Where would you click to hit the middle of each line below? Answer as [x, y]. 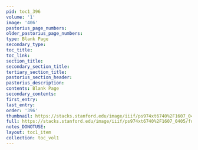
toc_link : [18, 56]
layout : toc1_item [29, 133]
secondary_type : [26, 45]
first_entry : [22, 99]
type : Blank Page [27, 39]
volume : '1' [21, 17]
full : [13, 122]
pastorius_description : [35, 83]
